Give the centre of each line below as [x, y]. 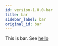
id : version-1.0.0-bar [29, 10]
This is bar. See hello [27, 38]
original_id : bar [23, 24]
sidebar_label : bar [26, 19]
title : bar [17, 15]
